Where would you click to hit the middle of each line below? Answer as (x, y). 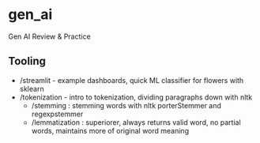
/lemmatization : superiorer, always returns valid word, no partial (136, 122)
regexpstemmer (57, 114)
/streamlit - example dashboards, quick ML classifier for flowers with (132, 80)
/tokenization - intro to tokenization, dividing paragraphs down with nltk (136, 97)
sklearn (32, 88)
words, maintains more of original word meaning (110, 130)
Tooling (27, 61)
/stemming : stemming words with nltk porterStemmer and (126, 105)
